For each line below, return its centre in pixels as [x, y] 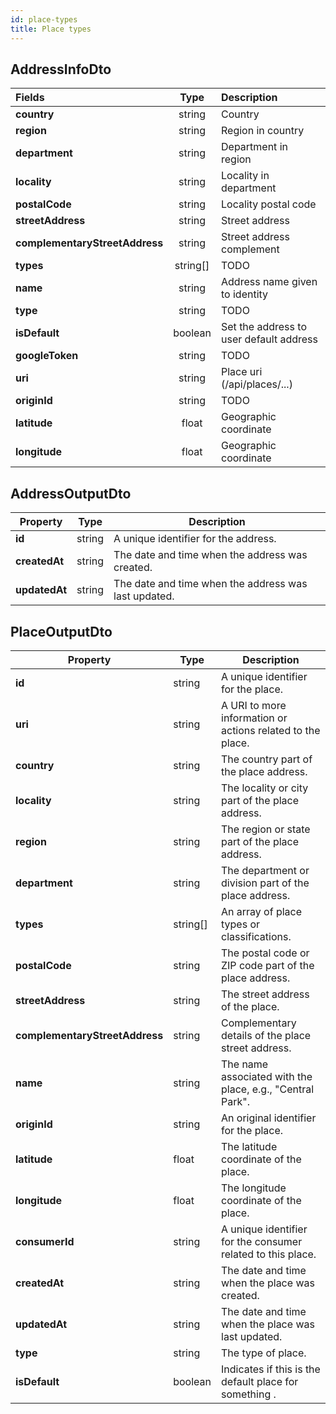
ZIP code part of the [268, 965]
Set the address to [264, 327]
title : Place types [51, 29]
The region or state [266, 829]
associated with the [267, 1076]
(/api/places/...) [257, 384]
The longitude [254, 1188]
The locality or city [265, 788]
